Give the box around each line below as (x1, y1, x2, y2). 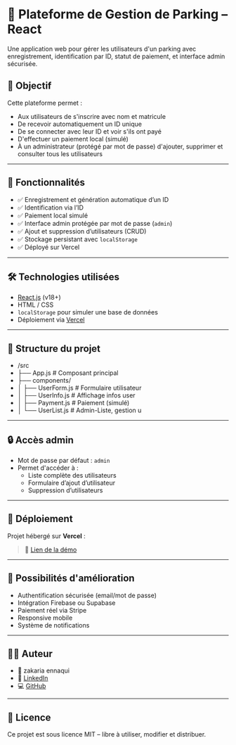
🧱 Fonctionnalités (7, 177, 86, 189)
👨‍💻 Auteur (7, 648, 53, 660)
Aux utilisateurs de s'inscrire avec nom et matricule (17, 112, 166, 120)
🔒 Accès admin (7, 434, 74, 446)
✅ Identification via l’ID (17, 203, 84, 212)
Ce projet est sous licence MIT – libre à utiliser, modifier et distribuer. (7, 730, 206, 739)
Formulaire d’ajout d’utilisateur (27, 478, 116, 487)
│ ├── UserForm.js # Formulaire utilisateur (17, 383, 142, 393)
